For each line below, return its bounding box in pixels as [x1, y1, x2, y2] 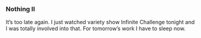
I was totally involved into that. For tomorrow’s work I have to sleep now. [5, 25, 186, 32]
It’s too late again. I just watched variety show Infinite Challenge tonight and [5, 19, 195, 26]
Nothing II [5, 5, 35, 13]
